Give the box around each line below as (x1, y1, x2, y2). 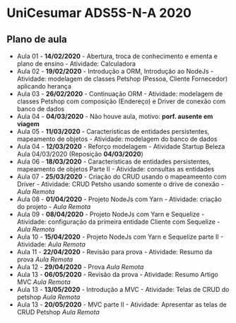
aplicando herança (16, 82, 72, 90)
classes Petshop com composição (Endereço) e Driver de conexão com (16, 97, 226, 106)
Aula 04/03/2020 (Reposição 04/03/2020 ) (16, 150, 144, 158)
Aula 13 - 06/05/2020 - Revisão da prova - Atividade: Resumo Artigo (16, 271, 218, 278)
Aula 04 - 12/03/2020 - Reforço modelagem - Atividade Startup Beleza (16, 142, 225, 150)
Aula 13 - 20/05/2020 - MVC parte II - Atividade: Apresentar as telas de (16, 300, 227, 309)
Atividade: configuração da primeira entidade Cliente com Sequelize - (16, 217, 220, 226)
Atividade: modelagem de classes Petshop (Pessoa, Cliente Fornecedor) (16, 74, 228, 83)
